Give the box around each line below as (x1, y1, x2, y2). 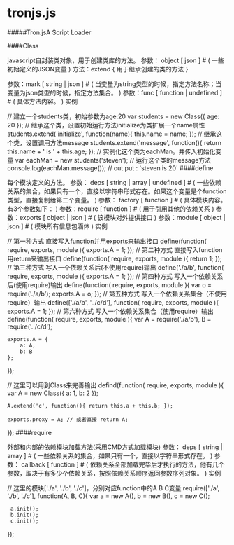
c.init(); (10, 517, 39, 525)
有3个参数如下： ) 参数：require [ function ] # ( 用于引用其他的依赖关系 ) (7, 205, 214, 213)
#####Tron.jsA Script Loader (7, 28, 92, 36)
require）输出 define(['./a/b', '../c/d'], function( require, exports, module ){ (7, 298, 219, 306)
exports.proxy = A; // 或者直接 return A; (7, 415, 129, 423)
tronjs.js (7, 5, 57, 21)
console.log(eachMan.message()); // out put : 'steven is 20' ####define (7, 163, 214, 172)
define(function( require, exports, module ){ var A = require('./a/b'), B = (7, 315, 212, 323)
